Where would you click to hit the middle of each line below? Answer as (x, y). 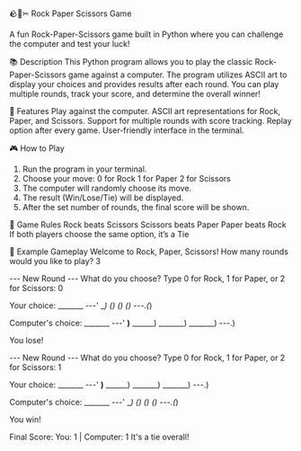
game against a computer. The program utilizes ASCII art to (177, 75)
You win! (26, 420)
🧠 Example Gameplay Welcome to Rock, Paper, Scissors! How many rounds (149, 252)
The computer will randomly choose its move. (106, 188)
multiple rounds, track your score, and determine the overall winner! (135, 94)
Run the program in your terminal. (84, 169)
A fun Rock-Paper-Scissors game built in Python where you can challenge (146, 34)
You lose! (27, 340)
